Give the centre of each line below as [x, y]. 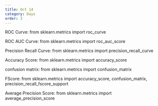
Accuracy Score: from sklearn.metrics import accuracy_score [66, 60]
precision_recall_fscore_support [37, 84]
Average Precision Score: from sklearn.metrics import [58, 93]
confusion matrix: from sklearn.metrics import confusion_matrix [68, 69]
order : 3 [14, 18]
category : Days [20, 14]
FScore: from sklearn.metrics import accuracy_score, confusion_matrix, [76, 79]
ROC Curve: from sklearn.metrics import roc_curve [56, 32]
